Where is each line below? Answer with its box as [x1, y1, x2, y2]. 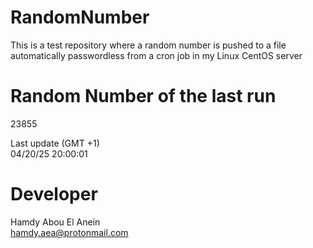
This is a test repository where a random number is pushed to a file [10, 39, 287, 51]
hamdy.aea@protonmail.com [10, 226, 129, 238]
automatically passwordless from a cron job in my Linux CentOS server [10, 49, 303, 61]
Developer [10, 183, 98, 206]
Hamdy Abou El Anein [10, 216, 101, 228]
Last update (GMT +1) [10, 137, 100, 149]
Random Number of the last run [10, 85, 277, 108]
